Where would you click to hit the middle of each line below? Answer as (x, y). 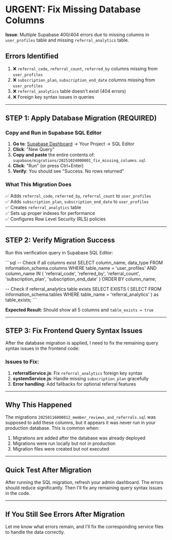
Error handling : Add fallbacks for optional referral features (74, 384)
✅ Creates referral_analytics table (43, 207)
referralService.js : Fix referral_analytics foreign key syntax (78, 373)
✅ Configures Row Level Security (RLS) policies (56, 219)
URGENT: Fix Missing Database (73, 10)
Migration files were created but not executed (61, 449)
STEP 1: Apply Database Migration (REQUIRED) (81, 118)
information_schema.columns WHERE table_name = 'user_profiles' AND (81, 268)
